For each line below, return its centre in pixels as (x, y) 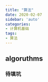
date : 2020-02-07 (24, 15)
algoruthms (24, 59)
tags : (11, 33)
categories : (18, 24)
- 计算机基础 (17, 29)
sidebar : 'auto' (22, 19)
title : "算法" (20, 10)
